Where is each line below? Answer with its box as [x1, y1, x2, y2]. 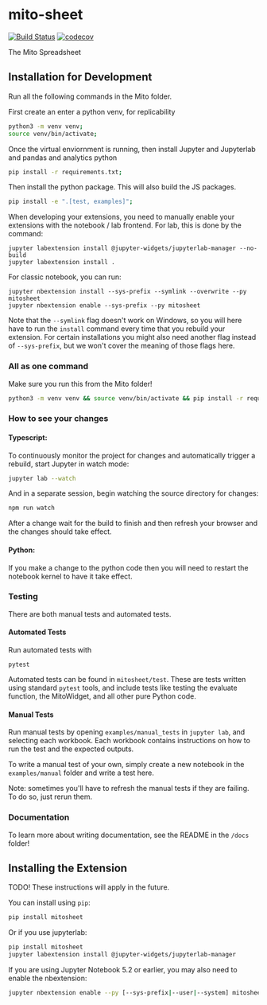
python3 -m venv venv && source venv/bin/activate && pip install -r [8, 394, 244, 403]
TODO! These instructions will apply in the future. [8, 882, 170, 892]
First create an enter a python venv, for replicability [8, 107, 176, 116]
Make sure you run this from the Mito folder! [8, 379, 153, 388]
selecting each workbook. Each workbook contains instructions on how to [8, 736, 250, 746]
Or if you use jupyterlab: [8, 928, 87, 937]
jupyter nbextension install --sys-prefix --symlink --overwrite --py [8, 288, 247, 296]
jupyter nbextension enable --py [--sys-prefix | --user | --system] [8, 988, 229, 996]
